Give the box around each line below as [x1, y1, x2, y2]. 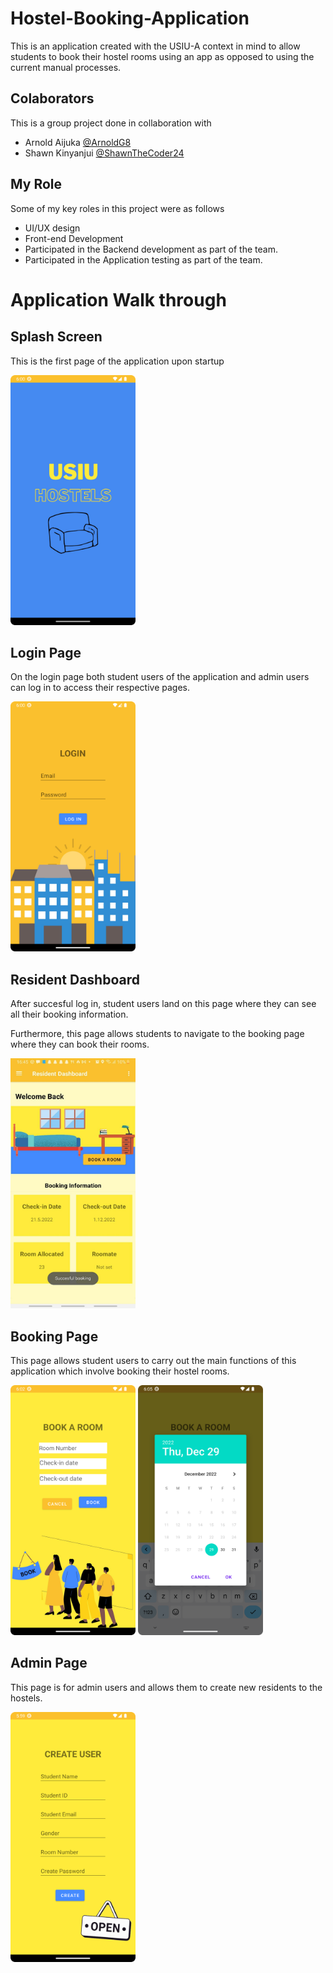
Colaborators [10, 90, 95, 107]
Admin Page [10, 1655, 88, 1672]
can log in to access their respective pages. [10, 682, 190, 694]
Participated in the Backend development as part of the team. [24, 243, 278, 255]
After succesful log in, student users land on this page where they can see [10, 998, 317, 1010]
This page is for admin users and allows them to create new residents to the [10, 1681, 323, 1693]
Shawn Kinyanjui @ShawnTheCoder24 [24, 147, 185, 159]
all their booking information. [10, 1008, 129, 1021]
